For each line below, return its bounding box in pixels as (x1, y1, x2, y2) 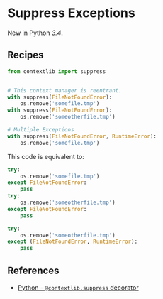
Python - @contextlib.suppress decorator (17, 283, 140, 292)
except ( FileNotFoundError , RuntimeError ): (7, 238, 138, 246)
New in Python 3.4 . (7, 28, 64, 37)
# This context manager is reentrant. (7, 87, 122, 94)
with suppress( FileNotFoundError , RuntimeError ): (7, 133, 157, 140)
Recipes (7, 49, 44, 61)
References (7, 264, 60, 276)
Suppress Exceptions (7, 5, 136, 21)
